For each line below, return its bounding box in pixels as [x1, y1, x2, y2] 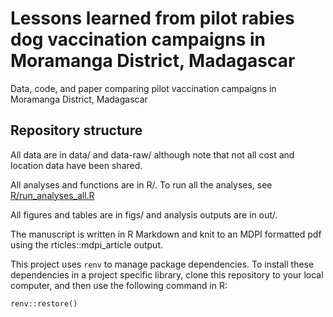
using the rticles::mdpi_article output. [10, 238, 163, 251]
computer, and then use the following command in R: [10, 279, 228, 291]
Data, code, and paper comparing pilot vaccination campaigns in [10, 82, 277, 94]
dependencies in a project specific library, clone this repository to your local [10, 268, 324, 281]
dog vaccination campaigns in [10, 28, 266, 51]
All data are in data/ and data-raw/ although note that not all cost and [10, 148, 295, 161]
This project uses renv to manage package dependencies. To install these [10, 258, 315, 270]
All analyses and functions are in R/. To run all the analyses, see [10, 178, 273, 191]
